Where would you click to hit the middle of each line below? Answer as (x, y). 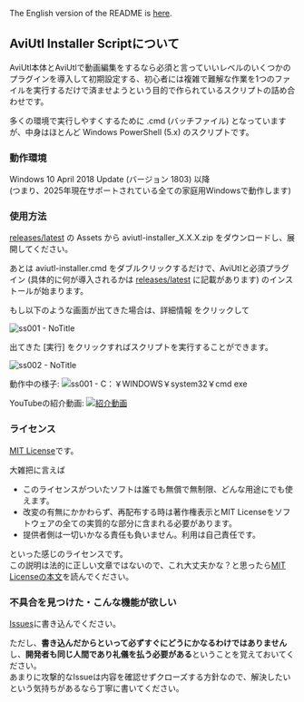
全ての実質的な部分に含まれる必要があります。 (150, 523)
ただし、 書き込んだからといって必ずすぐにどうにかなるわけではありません (148, 643)
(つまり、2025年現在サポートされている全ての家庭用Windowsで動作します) (151, 190)
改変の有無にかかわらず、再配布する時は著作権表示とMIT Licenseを (148, 512)
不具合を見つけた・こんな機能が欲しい (93, 602)
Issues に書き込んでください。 (65, 624)
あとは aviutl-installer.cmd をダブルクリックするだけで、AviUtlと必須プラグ (150, 268)
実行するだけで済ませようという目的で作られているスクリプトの (152, 90)
